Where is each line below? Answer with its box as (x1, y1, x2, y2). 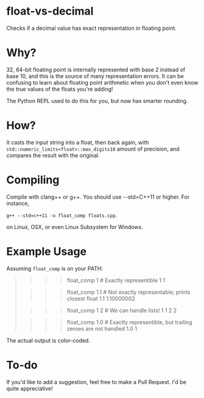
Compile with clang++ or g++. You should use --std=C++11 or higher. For (6, 193, 190, 201)
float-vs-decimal (6, 4, 94, 18)
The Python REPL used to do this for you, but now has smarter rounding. (6, 97, 188, 104)
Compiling (6, 173, 60, 187)
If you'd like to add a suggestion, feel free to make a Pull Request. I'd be (6, 378, 187, 385)
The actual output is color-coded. (6, 336, 90, 344)
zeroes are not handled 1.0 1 (66, 325, 137, 332)
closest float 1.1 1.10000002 (66, 294, 135, 302)
